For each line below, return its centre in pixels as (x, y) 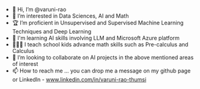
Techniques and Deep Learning (52, 31)
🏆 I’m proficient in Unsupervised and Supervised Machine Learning (98, 23)
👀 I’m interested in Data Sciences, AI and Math (70, 16)
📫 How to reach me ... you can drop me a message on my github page (101, 71)
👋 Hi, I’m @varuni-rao (39, 9)
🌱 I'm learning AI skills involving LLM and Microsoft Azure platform (96, 38)
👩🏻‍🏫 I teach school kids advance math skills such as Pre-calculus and (100, 44)
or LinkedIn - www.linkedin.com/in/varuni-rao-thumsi (79, 80)
